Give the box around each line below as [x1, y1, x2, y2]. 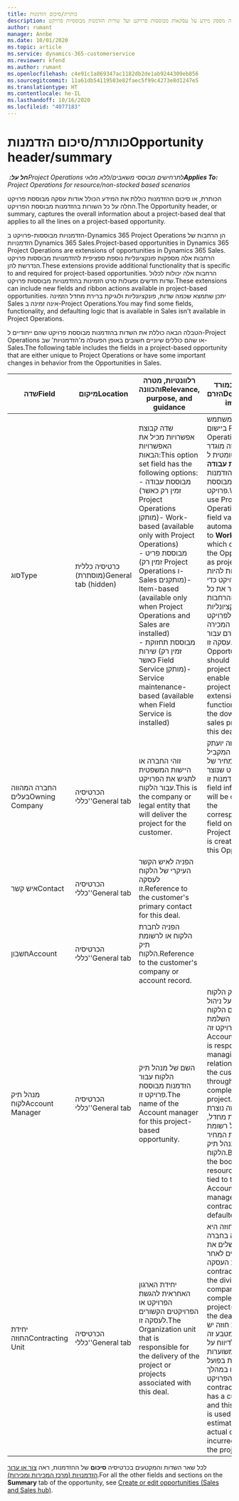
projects [138, 1368, 166, 1378]
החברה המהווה [11, 782, 57, 792]
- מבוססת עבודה [138, 476, 191, 486]
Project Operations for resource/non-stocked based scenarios [7, 180, 191, 189]
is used [206, 1409, 231, 1419]
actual [206, 1427, 228, 1437]
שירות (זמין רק [138, 646, 183, 656]
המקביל [206, 747, 231, 757]
